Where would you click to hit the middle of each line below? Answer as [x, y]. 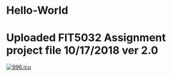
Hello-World [37, 10]
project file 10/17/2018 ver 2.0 [82, 51]
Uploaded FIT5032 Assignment [86, 38]
